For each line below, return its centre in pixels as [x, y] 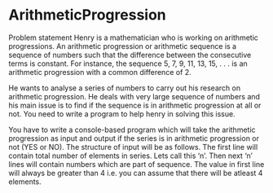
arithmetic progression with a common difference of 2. [100, 72]
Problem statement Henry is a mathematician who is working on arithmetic [134, 37]
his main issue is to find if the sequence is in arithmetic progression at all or [135, 105]
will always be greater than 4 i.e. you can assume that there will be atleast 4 [136, 173]
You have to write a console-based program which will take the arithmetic [132, 129]
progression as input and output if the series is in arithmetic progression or [134, 138]
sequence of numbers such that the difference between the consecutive [130, 55]
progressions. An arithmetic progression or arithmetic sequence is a [123, 46]
